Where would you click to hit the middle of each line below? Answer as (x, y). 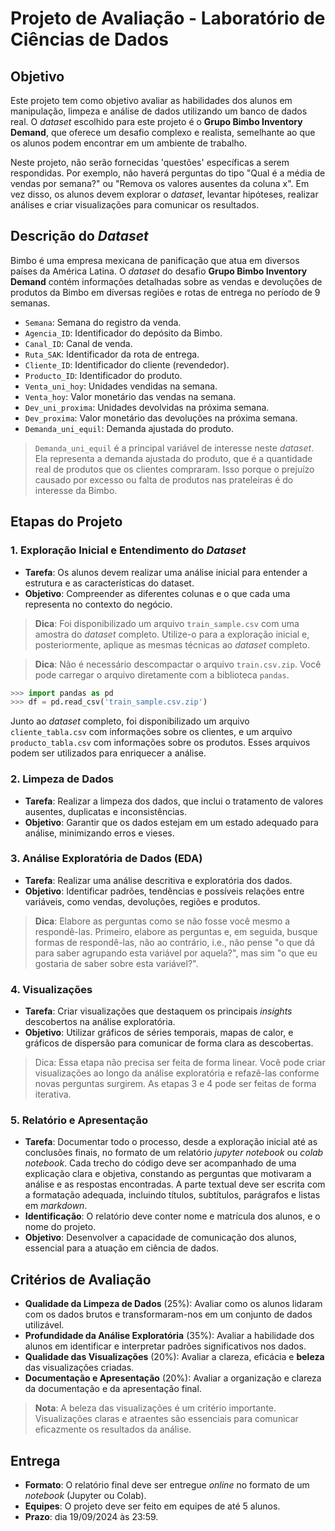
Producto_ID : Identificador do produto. (103, 375)
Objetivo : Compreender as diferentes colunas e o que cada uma (157, 593)
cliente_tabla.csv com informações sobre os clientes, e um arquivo (151, 732)
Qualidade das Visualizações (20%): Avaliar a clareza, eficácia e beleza (174, 1357)
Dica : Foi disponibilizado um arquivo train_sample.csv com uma (167, 623)
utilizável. (44, 1325)
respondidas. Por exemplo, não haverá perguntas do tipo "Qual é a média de (168, 173)
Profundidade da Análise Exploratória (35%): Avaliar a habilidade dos (169, 1336)
